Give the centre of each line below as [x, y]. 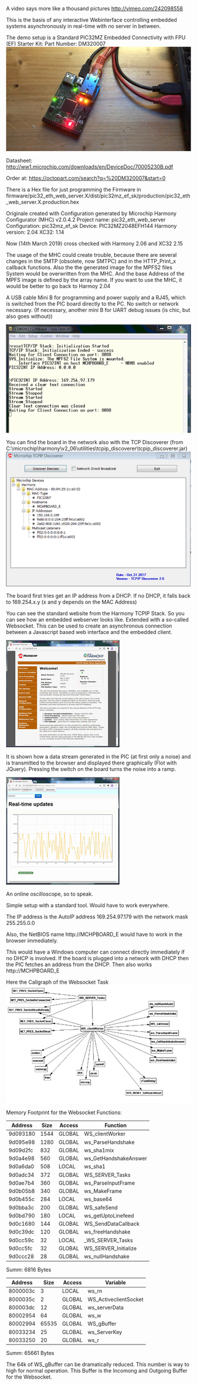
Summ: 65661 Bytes [30, 1353]
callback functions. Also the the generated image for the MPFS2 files [89, 267]
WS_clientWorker [105, 1134]
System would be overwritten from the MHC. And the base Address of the [95, 273]
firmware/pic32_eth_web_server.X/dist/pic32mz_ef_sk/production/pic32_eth [98, 196]
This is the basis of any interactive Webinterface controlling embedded [91, 20]
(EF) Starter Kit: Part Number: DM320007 [56, 44]
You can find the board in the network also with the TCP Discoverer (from [95, 442]
